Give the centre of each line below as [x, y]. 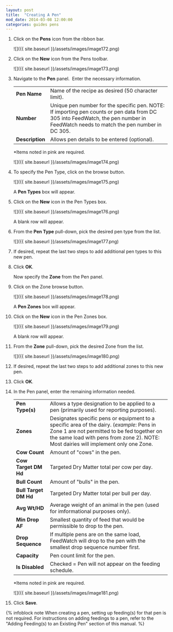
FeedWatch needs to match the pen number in [106, 125]
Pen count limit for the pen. [82, 556]
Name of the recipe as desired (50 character [104, 91]
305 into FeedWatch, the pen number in [98, 118]
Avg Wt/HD [30, 508]
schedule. [62, 570]
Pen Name [29, 94]
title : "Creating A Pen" [33, 15]
